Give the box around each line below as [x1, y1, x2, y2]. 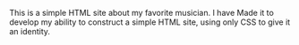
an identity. [9, 26, 51, 36]
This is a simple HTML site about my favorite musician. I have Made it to [9, 8, 275, 18]
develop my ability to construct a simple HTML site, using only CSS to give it [9, 17, 291, 27]
